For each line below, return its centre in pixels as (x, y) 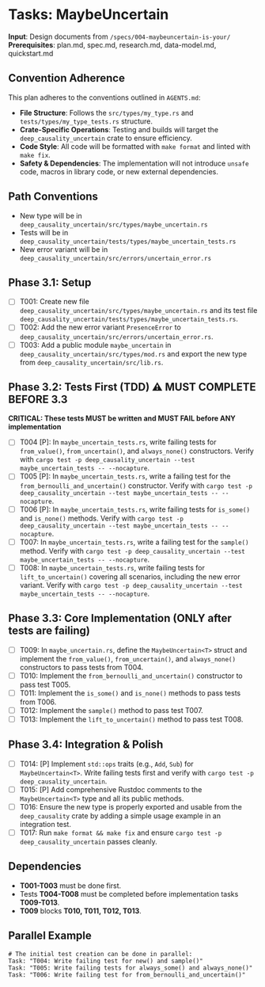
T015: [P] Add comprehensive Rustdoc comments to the (111, 789)
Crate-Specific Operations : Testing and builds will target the (119, 129)
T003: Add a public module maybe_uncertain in (95, 345)
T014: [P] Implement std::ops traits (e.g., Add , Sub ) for (106, 764)
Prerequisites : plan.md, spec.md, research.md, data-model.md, (112, 44)
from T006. (38, 702)
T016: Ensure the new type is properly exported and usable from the (131, 806)
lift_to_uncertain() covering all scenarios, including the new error (130, 577)
